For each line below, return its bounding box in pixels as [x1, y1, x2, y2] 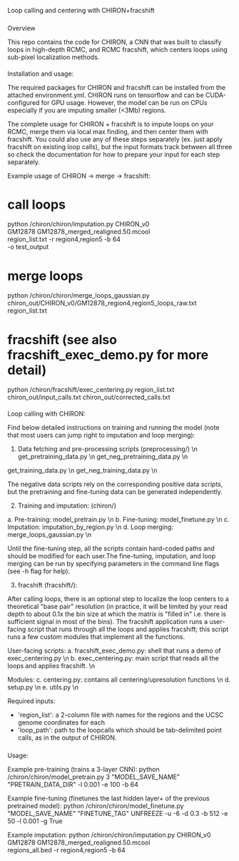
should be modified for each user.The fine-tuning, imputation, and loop [7, 551, 216, 560]
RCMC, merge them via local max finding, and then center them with [7, 127, 209, 136]
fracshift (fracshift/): [17, 580, 78, 589]
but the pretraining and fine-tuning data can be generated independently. [7, 487, 223, 495]
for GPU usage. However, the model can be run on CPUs [41, 98, 208, 106]
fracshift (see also [7, 331, 118, 348]
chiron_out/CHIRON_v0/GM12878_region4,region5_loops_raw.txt [7, 299, 198, 308]
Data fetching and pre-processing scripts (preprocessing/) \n [17, 444, 198, 453]
